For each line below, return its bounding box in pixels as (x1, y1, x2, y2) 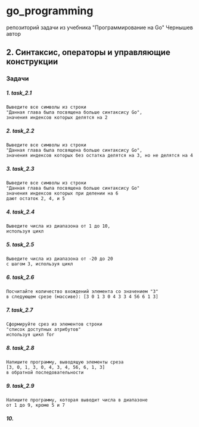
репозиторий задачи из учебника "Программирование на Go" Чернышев (6, 24, 194, 31)
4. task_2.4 (6, 208, 35, 215)
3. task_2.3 (6, 165, 35, 172)
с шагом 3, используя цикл (6, 261, 73, 267)
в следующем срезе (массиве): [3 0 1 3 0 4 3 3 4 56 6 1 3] (6, 294, 159, 300)
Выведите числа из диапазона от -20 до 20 (6, 256, 113, 262)
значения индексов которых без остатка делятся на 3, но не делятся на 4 (6, 153, 194, 159)
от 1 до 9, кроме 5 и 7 (6, 402, 66, 408)
